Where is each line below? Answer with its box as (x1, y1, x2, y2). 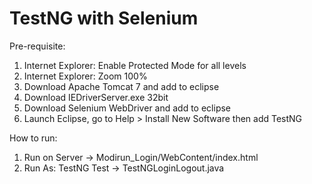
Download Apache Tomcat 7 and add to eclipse (23, 80, 220, 92)
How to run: (9, 132, 58, 144)
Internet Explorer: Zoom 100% (23, 70, 148, 82)
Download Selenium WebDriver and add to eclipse (23, 102, 232, 114)
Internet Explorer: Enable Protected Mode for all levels (23, 59, 247, 71)
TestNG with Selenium (9, 7, 199, 30)
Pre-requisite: (9, 40, 66, 52)
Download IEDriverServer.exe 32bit (23, 91, 169, 103)
